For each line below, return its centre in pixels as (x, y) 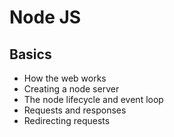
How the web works (65, 78)
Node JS (45, 17)
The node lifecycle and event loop (93, 99)
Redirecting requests (67, 120)
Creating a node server (71, 89)
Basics (30, 54)
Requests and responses (75, 110)
